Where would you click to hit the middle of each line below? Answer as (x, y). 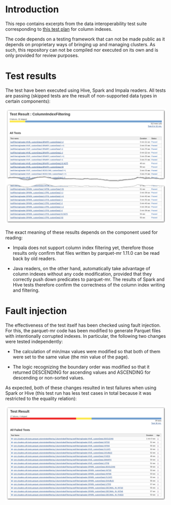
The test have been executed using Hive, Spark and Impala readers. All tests (86, 90)
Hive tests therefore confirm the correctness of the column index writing (89, 285)
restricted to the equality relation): (41, 398)
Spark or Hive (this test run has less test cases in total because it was (78, 393)
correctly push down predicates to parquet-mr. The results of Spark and (89, 279)
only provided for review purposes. (42, 55)
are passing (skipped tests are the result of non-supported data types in (81, 95)
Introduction (32, 9)
